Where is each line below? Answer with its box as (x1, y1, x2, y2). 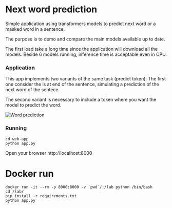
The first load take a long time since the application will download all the (5, 46, 158, 52)
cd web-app (5, 136, 29, 141)
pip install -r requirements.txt (5, 194, 77, 199)
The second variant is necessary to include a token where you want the (5, 96, 157, 103)
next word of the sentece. (5, 87, 60, 93)
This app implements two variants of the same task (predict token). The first (5, 76, 166, 82)
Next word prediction (5, 4, 98, 15)
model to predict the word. (5, 102, 62, 108)
